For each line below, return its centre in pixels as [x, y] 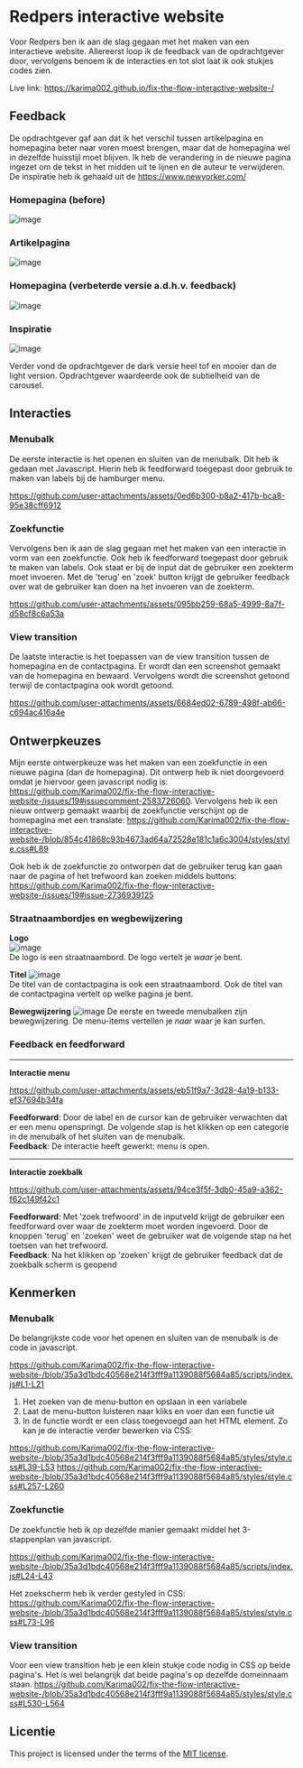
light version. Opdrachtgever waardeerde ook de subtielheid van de [135, 375]
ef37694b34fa [37, 1099]
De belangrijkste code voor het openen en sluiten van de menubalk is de [144, 1338]
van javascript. [85, 1539]
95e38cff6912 [35, 505]
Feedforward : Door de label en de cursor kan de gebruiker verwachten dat [148, 1117]
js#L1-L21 [27, 1384]
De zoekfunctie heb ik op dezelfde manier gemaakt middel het [125, 1529]
